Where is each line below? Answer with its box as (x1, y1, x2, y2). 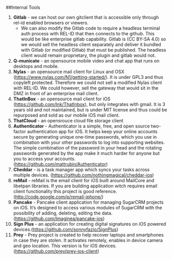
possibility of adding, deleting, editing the (13, 210, 101, 216)
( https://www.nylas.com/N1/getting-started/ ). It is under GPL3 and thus (13, 74, 163, 80)
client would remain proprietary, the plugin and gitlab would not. (20, 52, 156, 58)
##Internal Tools (6, 5, 40, 10)
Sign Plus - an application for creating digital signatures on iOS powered (13, 221, 166, 227)
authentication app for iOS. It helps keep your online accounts (27, 128, 158, 135)
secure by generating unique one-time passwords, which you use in (13, 134, 157, 140)
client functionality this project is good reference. (13, 188, 117, 194)
